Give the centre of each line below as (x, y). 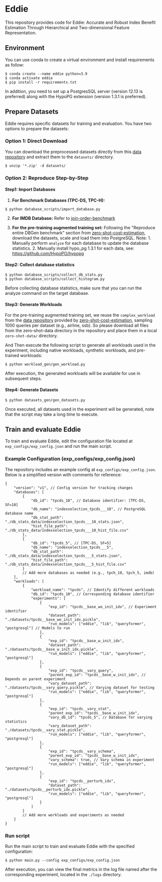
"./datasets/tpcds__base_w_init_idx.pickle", (52, 649)
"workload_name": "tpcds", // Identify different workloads (93, 590)
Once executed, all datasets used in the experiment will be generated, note (80, 409)
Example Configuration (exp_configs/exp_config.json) (70, 459)
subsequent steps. (23, 379)
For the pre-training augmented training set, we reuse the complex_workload (80, 315)
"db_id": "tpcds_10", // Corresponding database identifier (93, 594)
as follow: (15, 65)
